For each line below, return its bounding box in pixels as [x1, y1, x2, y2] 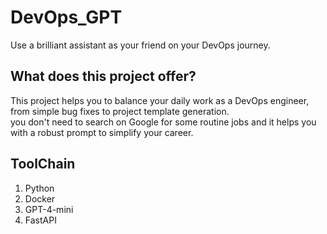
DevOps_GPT [10, 6, 123, 29]
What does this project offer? [10, 68, 197, 85]
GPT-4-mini [24, 203, 74, 215]
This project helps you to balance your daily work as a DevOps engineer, [10, 94, 310, 106]
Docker [24, 192, 56, 205]
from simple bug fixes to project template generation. [10, 105, 230, 117]
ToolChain [10, 156, 76, 173]
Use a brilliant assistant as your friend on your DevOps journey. [10, 39, 271, 51]
